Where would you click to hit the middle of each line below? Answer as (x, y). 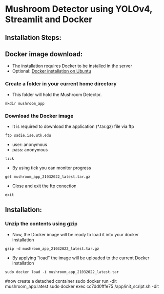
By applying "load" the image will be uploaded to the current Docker (81, 258)
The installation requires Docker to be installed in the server (72, 66)
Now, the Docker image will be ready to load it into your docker (75, 234)
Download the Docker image (39, 116)
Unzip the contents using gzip (41, 224)
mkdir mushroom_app (25, 103)
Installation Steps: (33, 37)
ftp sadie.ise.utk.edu (28, 135)
